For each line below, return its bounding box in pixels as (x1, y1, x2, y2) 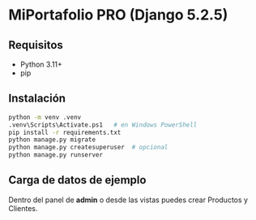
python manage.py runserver (8, 151, 104, 159)
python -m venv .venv (8, 113, 82, 121)
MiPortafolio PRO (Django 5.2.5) (8, 6, 228, 24)
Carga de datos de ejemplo (8, 173, 147, 188)
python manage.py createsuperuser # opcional (8, 144, 169, 152)
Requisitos (8, 38, 63, 52)
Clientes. (8, 203, 38, 213)
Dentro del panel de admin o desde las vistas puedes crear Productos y (8, 195, 249, 205)
